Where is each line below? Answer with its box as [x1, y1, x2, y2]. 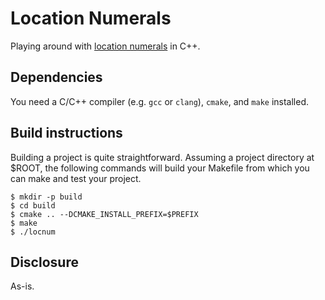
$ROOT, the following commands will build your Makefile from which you [10, 162, 310, 174]
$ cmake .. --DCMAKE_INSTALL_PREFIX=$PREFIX [10, 209, 199, 219]
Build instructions [10, 125, 123, 142]
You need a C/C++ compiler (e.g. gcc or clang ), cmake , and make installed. [10, 95, 310, 107]
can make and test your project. [10, 172, 142, 184]
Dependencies [10, 69, 103, 86]
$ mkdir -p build [10, 192, 83, 202]
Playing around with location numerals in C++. [10, 40, 201, 52]
